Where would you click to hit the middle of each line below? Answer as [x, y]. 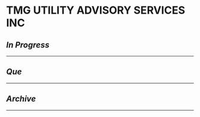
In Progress [28, 45]
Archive [21, 99]
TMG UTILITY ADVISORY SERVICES [96, 10]
